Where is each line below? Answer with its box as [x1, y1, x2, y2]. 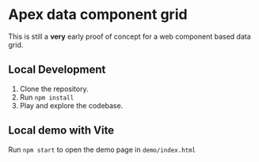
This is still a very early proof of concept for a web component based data [8, 32, 251, 41]
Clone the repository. [19, 84, 89, 93]
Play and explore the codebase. [19, 100, 124, 110]
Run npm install [19, 92, 74, 102]
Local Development [8, 63, 106, 77]
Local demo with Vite [8, 124, 115, 138]
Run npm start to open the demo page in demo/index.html [8, 145, 196, 154]
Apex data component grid [8, 6, 188, 24]
